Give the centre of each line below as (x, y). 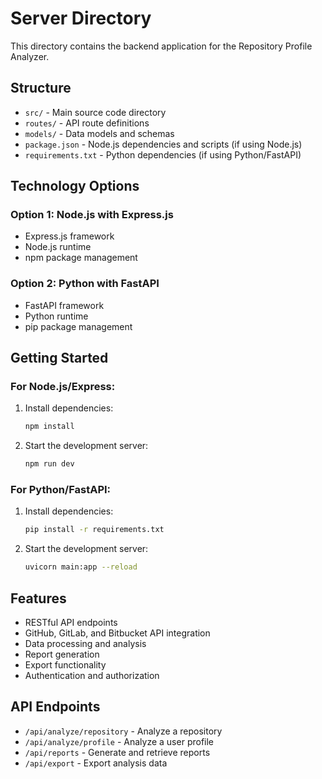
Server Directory (81, 18)
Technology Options (75, 186)
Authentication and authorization (92, 676)
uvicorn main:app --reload (81, 567)
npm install (49, 427)
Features (38, 598)
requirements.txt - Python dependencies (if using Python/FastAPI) (163, 154)
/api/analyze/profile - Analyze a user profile (119, 741)
